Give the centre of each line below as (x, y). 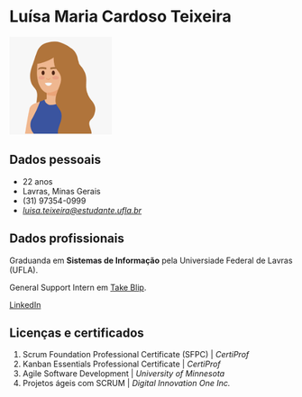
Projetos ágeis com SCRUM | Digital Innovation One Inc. (126, 383)
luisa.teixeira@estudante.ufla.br (82, 210)
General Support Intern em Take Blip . (78, 287)
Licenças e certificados (77, 333)
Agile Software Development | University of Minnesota (124, 374)
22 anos (37, 181)
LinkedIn (25, 304)
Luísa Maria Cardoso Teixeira (120, 17)
